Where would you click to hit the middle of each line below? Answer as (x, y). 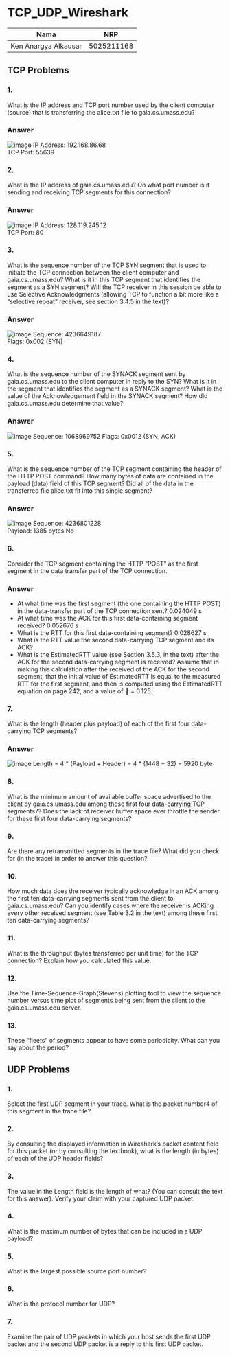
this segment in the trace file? (49, 1111)
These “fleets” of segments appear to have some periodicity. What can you (114, 1041)
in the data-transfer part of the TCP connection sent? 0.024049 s (110, 611)
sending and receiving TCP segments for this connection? (89, 192)
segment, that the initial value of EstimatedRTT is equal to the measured (119, 676)
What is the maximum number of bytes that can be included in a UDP (105, 1231)
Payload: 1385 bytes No (41, 531)
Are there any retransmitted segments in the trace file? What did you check (113, 851)
